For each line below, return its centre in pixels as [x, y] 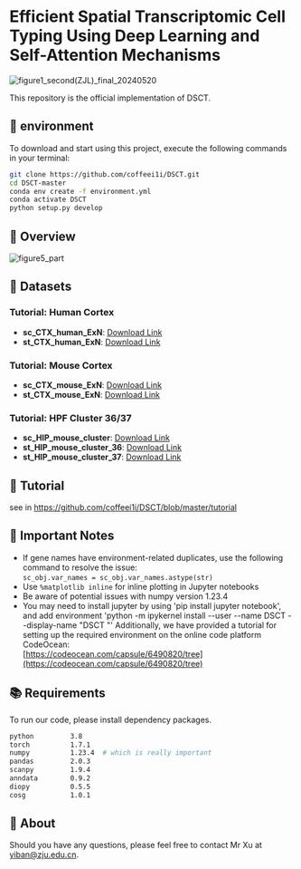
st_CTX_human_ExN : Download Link [91, 342]
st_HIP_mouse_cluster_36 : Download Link [102, 448]
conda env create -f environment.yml [80, 191]
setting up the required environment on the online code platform [142, 634]
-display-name [50, 625]
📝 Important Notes [62, 536]
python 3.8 [46, 736]
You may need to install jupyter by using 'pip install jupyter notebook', [152, 605]
